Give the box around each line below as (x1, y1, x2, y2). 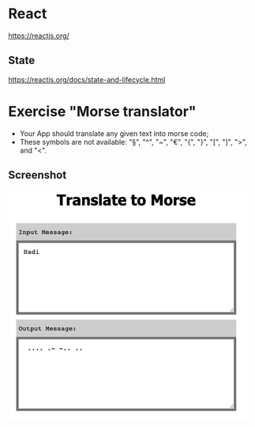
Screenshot (8, 168, 67, 182)
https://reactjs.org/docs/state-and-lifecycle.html (8, 74, 166, 84)
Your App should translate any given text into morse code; (19, 128, 209, 138)
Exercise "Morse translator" (8, 102, 197, 120)
